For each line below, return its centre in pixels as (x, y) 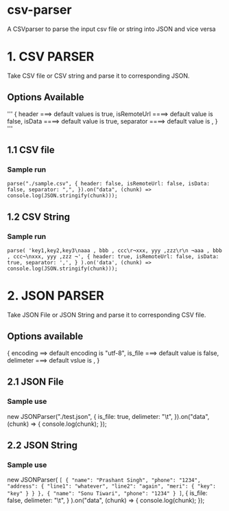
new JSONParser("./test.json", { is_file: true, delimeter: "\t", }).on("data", (108, 416)
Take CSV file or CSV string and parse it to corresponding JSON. (98, 76)
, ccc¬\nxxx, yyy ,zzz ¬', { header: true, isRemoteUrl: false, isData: (113, 257)
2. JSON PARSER (56, 296)
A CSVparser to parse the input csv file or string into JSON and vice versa (111, 29)
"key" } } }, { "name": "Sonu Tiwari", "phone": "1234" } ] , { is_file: (107, 493)
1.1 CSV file (31, 150)
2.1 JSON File (35, 382)
